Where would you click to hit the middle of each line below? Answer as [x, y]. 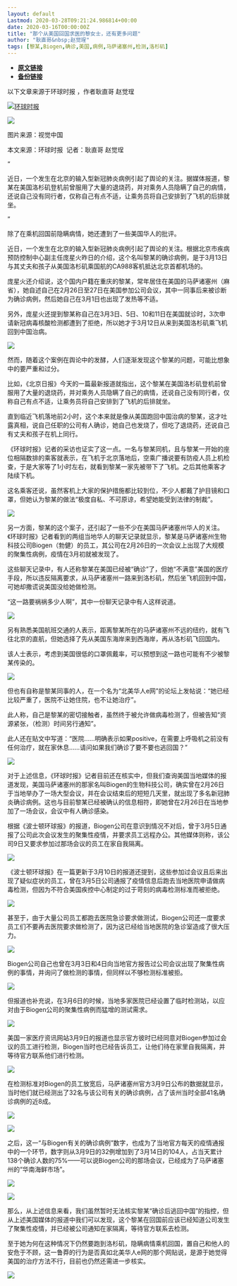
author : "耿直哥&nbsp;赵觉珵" [48, 40]
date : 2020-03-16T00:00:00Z [49, 27]
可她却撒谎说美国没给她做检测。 [54, 587]
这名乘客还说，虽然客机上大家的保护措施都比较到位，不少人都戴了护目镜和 [115, 490]
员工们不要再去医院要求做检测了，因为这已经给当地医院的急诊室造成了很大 [115, 927]
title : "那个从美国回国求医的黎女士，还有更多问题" [74, 34]
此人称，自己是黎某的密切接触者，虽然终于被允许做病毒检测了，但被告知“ [114, 715]
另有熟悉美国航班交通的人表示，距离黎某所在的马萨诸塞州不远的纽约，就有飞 [119, 630]
